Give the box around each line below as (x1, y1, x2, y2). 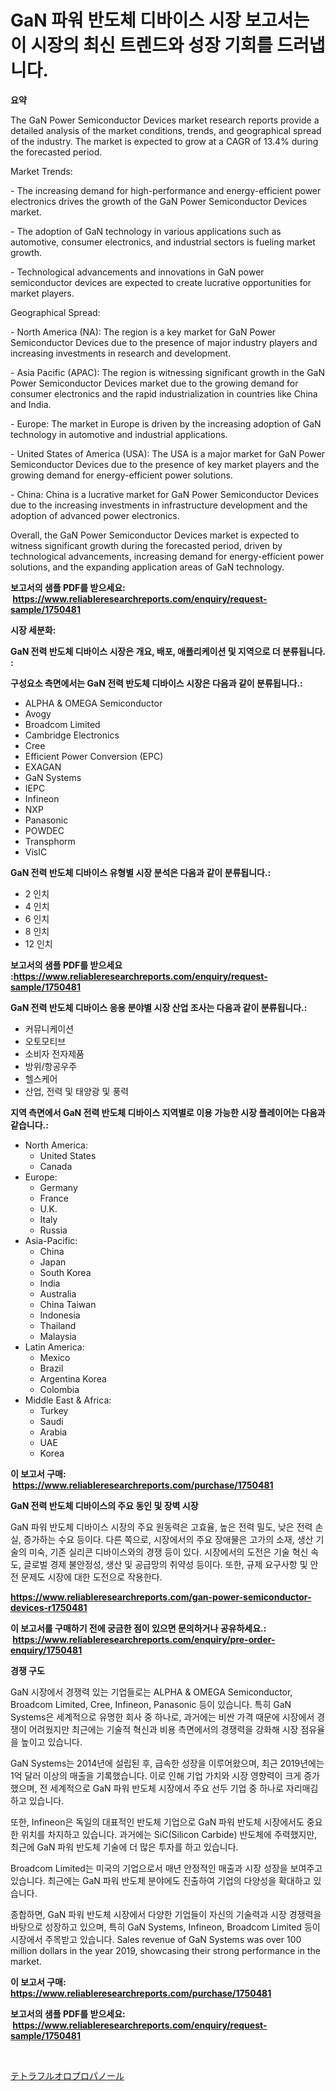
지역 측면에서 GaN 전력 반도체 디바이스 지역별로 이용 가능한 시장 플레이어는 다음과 (10, 1106, 326, 1118)
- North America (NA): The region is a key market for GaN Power (10, 326, 277, 338)
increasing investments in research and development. (10, 347, 232, 359)
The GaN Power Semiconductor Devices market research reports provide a (10, 114, 320, 126)
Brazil (39, 1362, 64, 1374)
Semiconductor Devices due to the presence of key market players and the (10, 458, 320, 470)
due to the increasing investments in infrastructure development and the (10, 499, 308, 511)
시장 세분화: (10, 624, 57, 636)
